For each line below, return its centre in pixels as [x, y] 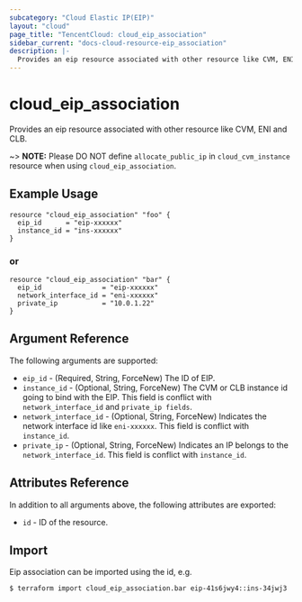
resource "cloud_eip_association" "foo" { [90, 214]
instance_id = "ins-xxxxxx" [70, 231]
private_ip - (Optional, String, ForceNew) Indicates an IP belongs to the [155, 445]
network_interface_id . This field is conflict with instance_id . [134, 454]
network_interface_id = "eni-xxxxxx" [88, 296]
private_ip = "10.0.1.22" [86, 304]
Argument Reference [69, 339]
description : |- [40, 51]
